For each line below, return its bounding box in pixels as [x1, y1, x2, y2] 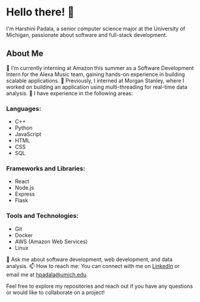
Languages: [6, 104, 42, 112]
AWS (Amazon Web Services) [14, 238, 88, 245]
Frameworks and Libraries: [6, 164, 86, 172]
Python [14, 124, 33, 131]
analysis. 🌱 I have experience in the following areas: [6, 89, 133, 97]
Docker [14, 231, 33, 238]
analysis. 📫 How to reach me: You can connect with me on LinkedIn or [6, 262, 180, 269]
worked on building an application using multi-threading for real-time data [6, 83, 187, 90]
